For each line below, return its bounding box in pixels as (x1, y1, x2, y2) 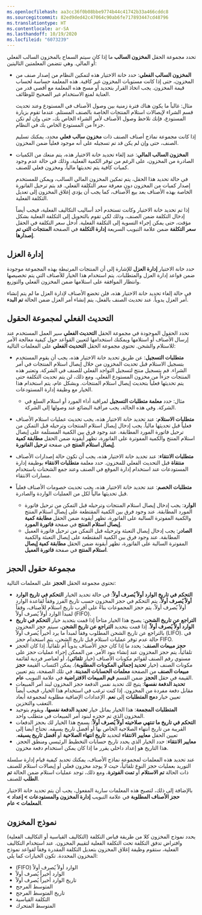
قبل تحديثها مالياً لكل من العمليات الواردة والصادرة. (15, 489, 128, 497)
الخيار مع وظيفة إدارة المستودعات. (15, 385, 93, 393)
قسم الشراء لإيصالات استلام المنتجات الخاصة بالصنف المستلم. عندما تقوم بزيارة (15, 109, 194, 115)
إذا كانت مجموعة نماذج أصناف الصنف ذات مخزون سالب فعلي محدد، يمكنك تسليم (15, 133, 196, 140)
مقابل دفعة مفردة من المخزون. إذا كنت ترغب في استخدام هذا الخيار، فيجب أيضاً (15, 687, 194, 694)
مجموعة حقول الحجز (7, 563, 76, 574)
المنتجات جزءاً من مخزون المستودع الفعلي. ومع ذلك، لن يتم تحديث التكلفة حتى (15, 373, 191, 380)
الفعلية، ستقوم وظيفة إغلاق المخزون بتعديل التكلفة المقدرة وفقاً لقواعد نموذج (7, 846, 179, 853)
